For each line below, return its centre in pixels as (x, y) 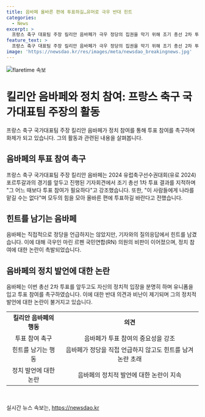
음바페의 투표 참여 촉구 (46, 159)
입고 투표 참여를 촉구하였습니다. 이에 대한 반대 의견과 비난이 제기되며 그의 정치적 (102, 294)
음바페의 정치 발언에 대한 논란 (58, 271)
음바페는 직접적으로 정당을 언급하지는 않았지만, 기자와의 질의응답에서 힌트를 (96, 234)
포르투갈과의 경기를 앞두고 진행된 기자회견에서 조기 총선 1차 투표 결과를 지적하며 (101, 182)
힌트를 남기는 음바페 (41, 218)
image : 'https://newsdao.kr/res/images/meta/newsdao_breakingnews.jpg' (99, 52)
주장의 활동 (74, 112)
